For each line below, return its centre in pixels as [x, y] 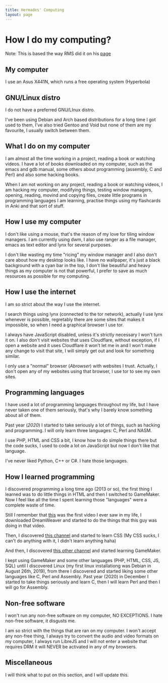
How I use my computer [43, 222]
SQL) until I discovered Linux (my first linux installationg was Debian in [78, 566]
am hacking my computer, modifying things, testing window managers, [79, 190]
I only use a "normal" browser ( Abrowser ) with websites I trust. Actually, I [81, 366]
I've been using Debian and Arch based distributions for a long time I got [80, 120]
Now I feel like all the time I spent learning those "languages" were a [76, 500]
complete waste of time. [30, 505]
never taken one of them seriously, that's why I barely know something [79, 410]
